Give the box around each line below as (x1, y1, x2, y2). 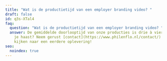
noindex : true (9, 48, 39, 53)
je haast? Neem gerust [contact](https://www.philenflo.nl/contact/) (14, 35, 162, 40)
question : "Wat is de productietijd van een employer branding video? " (9, 26, 164, 30)
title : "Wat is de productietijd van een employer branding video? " (5, 7, 153, 12)
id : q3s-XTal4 (5, 16, 35, 21)
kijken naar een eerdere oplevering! (14, 39, 92, 44)
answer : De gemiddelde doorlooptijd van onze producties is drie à (9, 30, 153, 35)
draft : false (5, 12, 32, 17)
